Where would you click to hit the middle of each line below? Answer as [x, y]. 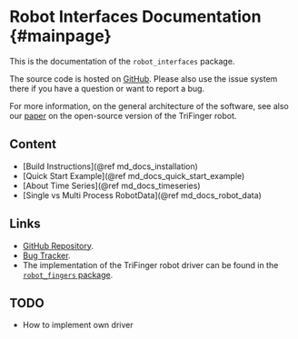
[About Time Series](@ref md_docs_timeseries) [112, 185]
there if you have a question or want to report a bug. [107, 88]
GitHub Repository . [58, 245]
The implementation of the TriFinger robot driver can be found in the [150, 264]
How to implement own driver [78, 325]
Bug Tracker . [46, 255]
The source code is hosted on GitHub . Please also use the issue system [144, 78]
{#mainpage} [60, 36]
